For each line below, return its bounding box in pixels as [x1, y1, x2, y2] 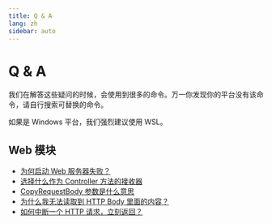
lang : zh [8, 19, 38, 28]
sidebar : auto [8, 27, 57, 35]
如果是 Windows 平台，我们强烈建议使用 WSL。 [8, 117, 168, 127]
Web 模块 [8, 143, 57, 157]
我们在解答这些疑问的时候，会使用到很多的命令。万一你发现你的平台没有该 [8, 90, 257, 100]
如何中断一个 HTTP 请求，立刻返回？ [19, 207, 143, 217]
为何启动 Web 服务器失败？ [19, 166, 111, 176]
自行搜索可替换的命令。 [29, 100, 108, 110]
